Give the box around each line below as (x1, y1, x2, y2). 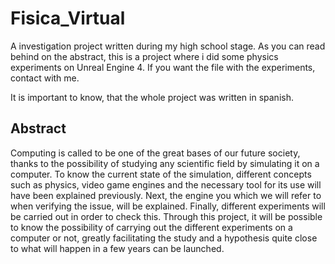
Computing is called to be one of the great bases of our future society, (10, 147, 301, 159)
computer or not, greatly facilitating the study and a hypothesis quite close (10, 232, 318, 244)
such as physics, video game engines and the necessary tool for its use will (10, 178, 322, 191)
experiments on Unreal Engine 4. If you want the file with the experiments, (10, 61, 316, 73)
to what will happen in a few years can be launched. (10, 242, 225, 254)
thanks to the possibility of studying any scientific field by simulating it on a (10, 157, 320, 169)
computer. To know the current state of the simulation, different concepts (10, 168, 312, 180)
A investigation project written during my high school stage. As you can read (10, 40, 326, 52)
